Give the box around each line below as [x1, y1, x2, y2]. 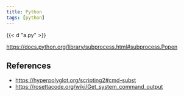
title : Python [6, 9, 43, 15]
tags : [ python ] [6, 15, 45, 21]
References [6, 60, 51, 70]
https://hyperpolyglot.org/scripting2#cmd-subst [15, 77, 136, 84]
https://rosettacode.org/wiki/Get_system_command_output [15, 83, 163, 91]
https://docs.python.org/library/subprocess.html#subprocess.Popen [6, 43, 178, 50]
